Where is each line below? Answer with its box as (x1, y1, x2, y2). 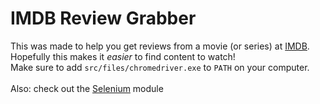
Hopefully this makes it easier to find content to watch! (10, 50, 236, 62)
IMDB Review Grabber (10, 7, 197, 30)
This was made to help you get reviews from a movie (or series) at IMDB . (10, 40, 310, 52)
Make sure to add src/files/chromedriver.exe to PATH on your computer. (10, 61, 310, 73)
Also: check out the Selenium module (10, 82, 164, 94)
